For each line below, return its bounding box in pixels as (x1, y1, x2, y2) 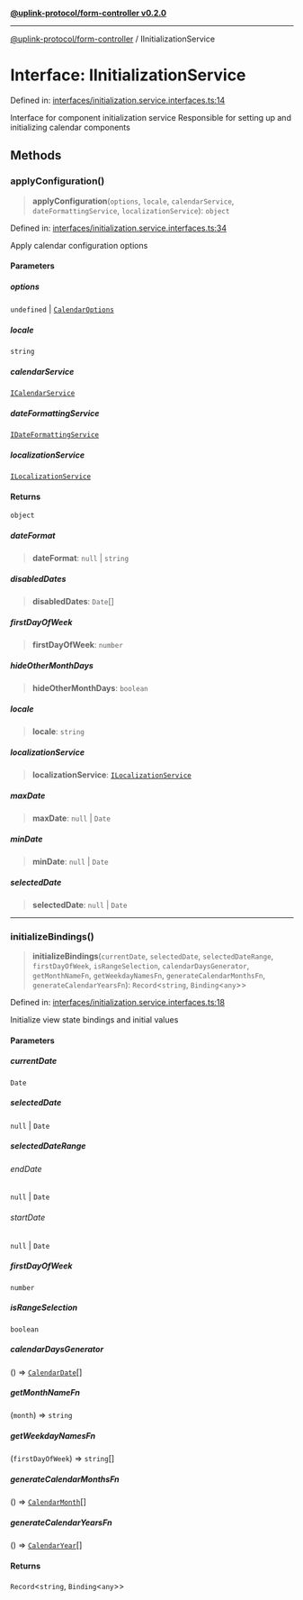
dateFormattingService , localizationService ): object (31, 205, 230, 215)
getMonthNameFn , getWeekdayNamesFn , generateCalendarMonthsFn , (31, 970, 266, 981)
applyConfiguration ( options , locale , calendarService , (31, 195, 235, 206)
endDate (10, 1163, 43, 1174)
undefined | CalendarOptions (10, 304, 115, 314)
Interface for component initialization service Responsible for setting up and (10, 112, 291, 123)
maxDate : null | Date (31, 813, 111, 823)
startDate (10, 1212, 46, 1223)
